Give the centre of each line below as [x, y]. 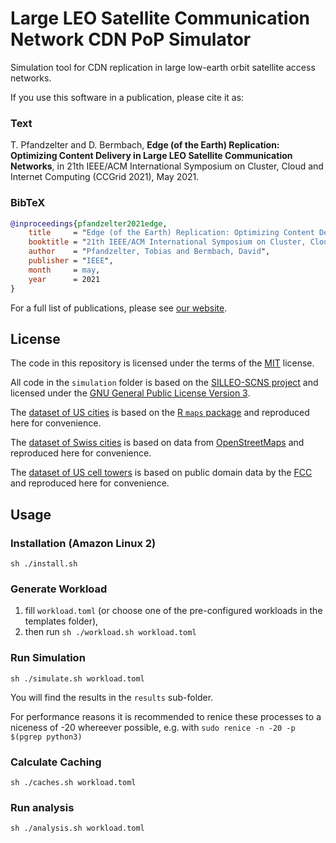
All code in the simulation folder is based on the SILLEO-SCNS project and [164, 383]
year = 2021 [64, 279]
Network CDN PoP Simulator [131, 39]
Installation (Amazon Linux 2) [83, 543]
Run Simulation [48, 658]
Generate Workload [59, 589]
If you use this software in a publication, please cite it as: [127, 97]
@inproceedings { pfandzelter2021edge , [89, 223]
